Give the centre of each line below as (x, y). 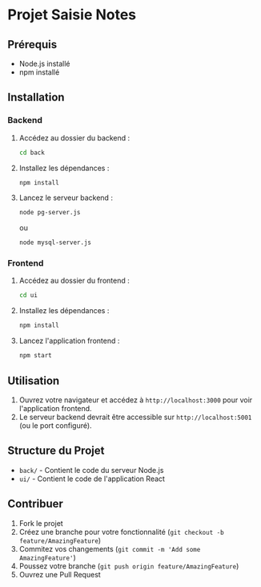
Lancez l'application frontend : (69, 341)
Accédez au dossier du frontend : (74, 281)
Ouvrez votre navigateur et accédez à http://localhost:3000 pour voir (136, 400)
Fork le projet (41, 523)
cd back (32, 153)
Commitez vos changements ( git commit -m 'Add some (110, 548)
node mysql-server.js (55, 243)
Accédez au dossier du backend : (74, 137)
